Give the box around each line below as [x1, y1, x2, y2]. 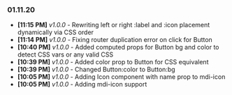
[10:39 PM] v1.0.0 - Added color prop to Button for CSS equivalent [17, 58, 209, 66]
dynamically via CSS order [17, 28, 94, 36]
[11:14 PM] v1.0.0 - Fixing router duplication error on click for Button [17, 36, 213, 44]
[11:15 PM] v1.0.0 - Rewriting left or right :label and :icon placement [17, 21, 210, 29]
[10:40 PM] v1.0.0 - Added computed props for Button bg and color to [17, 43, 219, 52]
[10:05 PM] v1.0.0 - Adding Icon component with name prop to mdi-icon [17, 73, 226, 81]
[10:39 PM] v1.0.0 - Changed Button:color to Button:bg [17, 65, 176, 74]
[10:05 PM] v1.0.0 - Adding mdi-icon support [17, 80, 147, 89]
